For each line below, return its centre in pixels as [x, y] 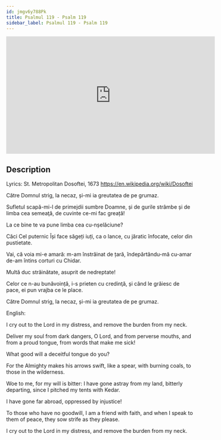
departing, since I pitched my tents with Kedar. [63, 390]
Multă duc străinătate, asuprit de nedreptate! [61, 272]
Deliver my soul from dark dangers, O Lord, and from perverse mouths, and [99, 336]
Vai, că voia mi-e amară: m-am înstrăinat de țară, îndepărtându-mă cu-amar [99, 255]
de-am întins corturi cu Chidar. [44, 261]
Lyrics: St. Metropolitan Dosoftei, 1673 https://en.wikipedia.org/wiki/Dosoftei [99, 184]
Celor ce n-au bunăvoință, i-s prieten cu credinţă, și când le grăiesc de [93, 284]
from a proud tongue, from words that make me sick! [71, 343]
